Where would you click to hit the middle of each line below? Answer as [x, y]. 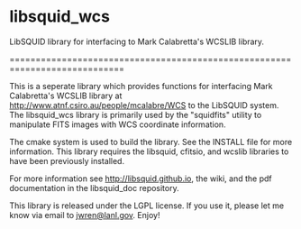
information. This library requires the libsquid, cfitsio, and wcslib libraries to [149, 151]
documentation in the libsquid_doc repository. [94, 188]
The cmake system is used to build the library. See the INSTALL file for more [151, 142]
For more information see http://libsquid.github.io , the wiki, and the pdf [141, 179]
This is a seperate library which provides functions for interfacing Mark [141, 86]
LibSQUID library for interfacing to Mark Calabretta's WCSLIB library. [137, 41]
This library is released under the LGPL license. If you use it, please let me [147, 206]
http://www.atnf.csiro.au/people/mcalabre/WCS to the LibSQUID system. [144, 105]
